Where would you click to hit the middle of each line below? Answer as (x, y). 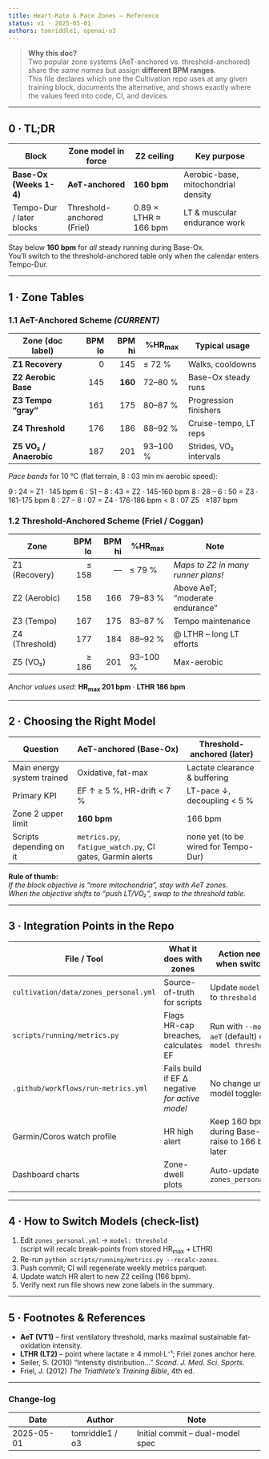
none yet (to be (215, 836)
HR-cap (179, 1025)
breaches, (183, 1035)
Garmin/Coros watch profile (64, 1136)
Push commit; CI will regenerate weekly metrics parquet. (113, 1268)
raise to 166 (233, 1141)
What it (183, 948)
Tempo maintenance (212, 621)
